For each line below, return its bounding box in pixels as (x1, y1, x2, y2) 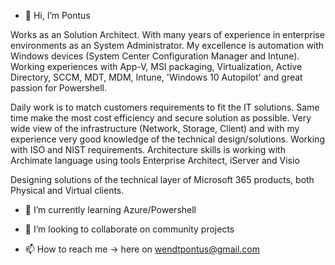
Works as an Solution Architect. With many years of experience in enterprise (10, 29, 325, 40)
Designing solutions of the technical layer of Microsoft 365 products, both (10, 174, 315, 185)
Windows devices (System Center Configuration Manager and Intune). (10, 50, 300, 62)
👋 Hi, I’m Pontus (24, 10, 91, 21)
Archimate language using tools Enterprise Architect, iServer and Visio (10, 155, 300, 166)
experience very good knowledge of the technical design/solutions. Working (10, 133, 325, 145)
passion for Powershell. (10, 82, 108, 94)
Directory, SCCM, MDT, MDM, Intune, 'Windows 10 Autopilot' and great (10, 71, 303, 83)
